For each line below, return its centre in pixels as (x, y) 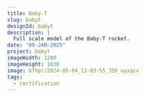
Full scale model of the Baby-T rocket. (72, 39)
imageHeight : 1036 (33, 64)
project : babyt (29, 52)
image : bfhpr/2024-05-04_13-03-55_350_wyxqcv (73, 70)
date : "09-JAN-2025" (37, 45)
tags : (15, 77)
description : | (29, 32)
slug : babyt (24, 20)
